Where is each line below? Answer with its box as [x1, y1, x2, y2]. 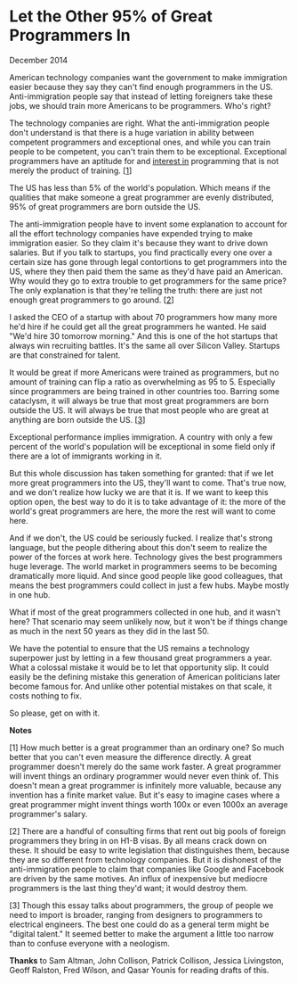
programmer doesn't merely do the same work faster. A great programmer [9, 761, 282, 772]
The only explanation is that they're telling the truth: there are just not [9, 285, 262, 295]
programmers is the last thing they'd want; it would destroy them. [9, 882, 249, 893]
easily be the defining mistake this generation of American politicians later [9, 671, 281, 682]
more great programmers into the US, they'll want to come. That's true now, [9, 477, 286, 488]
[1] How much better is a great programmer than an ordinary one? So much [9, 742, 285, 753]
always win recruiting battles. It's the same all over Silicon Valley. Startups [9, 340, 280, 351]
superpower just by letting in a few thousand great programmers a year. [9, 652, 273, 663]
